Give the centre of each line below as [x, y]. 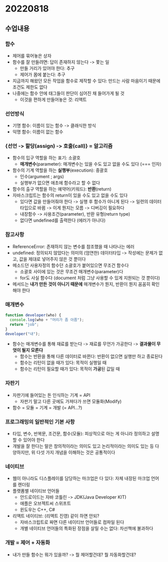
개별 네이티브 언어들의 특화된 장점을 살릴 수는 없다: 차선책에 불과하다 [86, 528]
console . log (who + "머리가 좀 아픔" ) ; [47, 320]
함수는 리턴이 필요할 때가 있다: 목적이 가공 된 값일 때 [70, 369]
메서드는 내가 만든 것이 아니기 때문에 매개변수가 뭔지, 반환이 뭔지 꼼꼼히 [81, 284]
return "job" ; [24, 324]
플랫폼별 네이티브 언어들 [36, 491]
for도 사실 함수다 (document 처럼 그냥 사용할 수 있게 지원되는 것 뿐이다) [90, 278]
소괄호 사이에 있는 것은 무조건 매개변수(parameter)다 [71, 271]
